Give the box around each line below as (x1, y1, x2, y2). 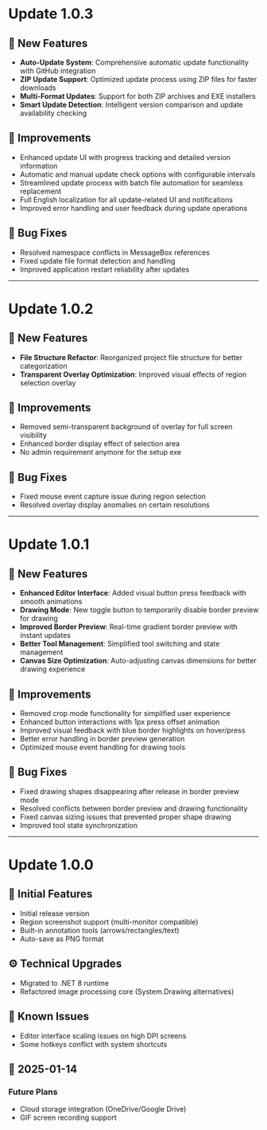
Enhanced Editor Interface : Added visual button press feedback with (19, 588, 247, 598)
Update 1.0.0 (8, 856, 94, 874)
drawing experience (19, 664, 86, 674)
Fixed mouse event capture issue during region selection (19, 491, 207, 502)
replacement (19, 186, 62, 196)
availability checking (19, 108, 87, 118)
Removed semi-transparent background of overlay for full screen (19, 422, 233, 432)
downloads (19, 83, 56, 92)
